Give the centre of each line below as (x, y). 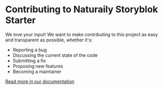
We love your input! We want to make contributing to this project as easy (82, 34)
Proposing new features (38, 66)
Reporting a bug (30, 50)
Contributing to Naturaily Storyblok (82, 9)
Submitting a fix (29, 60)
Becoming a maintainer (37, 71)
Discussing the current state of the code (55, 55)
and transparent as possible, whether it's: (49, 40)
